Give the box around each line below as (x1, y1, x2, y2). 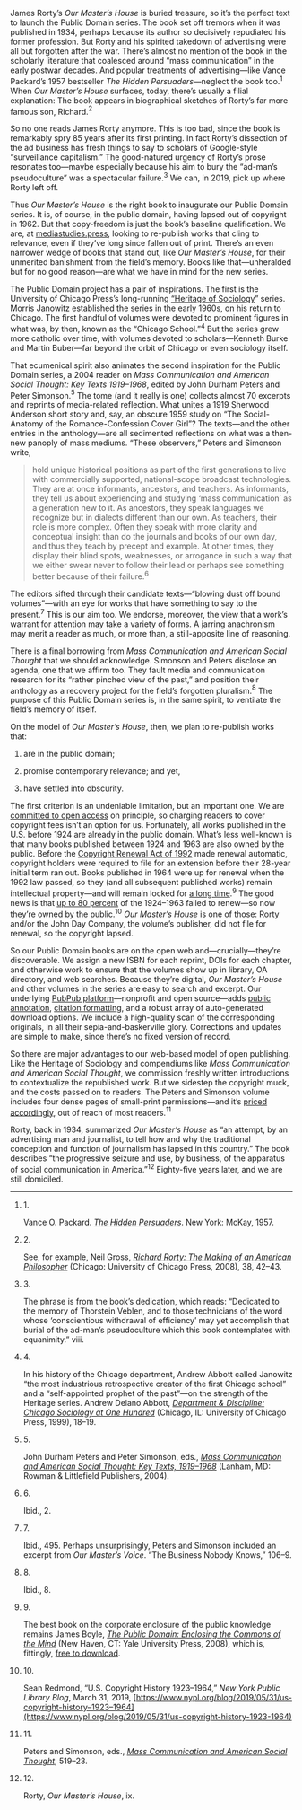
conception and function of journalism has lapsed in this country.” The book (10, 1144, 290, 1155)
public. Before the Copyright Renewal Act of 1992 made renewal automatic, (10, 848, 288, 859)
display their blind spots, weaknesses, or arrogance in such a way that (31, 550, 292, 561)
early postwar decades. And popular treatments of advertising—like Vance (10, 65, 286, 75)
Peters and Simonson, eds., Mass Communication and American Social (22, 1745, 288, 1756)
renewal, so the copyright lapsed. (10, 927, 134, 938)
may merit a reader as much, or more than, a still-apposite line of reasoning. (10, 628, 291, 638)
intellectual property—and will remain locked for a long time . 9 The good (10, 886, 274, 899)
